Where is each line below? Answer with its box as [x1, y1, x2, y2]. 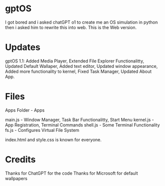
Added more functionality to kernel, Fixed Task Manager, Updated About [5, 68, 152, 74]
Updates [5, 42, 41, 53]
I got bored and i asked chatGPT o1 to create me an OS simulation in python [5, 19, 158, 25]
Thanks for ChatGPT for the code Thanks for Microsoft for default [5, 170, 138, 176]
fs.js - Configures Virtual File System [5, 127, 80, 133]
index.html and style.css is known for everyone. [5, 136, 102, 143]
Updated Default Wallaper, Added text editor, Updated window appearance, [5, 63, 158, 69]
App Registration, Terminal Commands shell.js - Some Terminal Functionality [5, 122, 160, 128]
